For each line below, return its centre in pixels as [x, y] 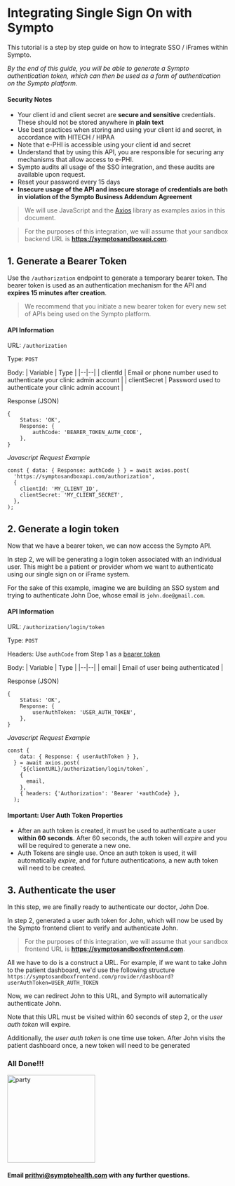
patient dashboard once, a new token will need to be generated [99, 1046]
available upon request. [51, 175]
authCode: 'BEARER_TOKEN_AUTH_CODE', [87, 433]
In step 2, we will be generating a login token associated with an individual [115, 559]
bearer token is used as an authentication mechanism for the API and [107, 285]
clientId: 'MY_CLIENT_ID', [59, 489]
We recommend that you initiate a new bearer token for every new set [125, 306]
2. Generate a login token [63, 528]
